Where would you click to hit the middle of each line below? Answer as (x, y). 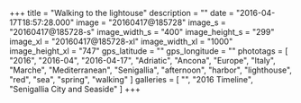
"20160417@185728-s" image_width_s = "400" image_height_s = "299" (142, 32)
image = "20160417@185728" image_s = (151, 22)
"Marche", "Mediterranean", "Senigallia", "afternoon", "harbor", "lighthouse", (151, 70)
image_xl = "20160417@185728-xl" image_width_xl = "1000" (121, 41)
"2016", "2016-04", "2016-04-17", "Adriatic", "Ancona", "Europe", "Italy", (143, 60)
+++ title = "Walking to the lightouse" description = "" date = (122, 13)
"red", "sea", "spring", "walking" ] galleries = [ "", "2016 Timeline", (132, 79)
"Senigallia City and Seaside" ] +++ (75, 89)
